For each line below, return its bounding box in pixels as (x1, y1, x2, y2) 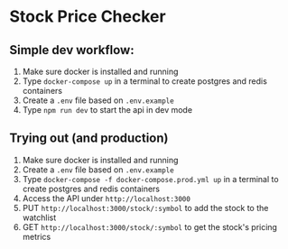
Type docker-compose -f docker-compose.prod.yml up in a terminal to (22, 173, 279, 184)
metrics (22, 231, 51, 242)
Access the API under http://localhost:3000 (22, 192, 191, 204)
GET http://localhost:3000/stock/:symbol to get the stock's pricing (22, 221, 278, 232)
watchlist (22, 212, 57, 223)
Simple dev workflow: (9, 42, 135, 58)
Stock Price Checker (9, 6, 166, 27)
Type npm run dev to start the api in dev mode (22, 105, 192, 115)
